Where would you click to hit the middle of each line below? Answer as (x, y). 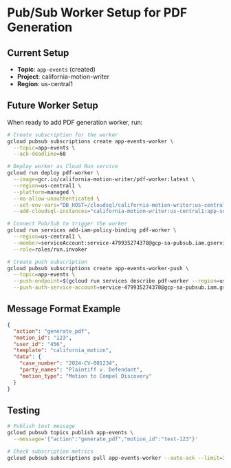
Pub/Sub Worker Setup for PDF (97, 13)
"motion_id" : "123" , (43, 338)
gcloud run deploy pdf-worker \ (53, 173)
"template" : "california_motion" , (63, 350)
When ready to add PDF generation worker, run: (75, 122)
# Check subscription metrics (51, 451)
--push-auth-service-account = (56, 287)
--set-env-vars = (36, 205)
